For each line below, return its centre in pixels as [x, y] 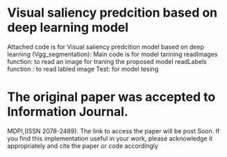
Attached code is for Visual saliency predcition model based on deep [106, 47]
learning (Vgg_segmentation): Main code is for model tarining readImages [112, 54]
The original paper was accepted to [111, 97]
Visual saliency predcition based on [112, 13]
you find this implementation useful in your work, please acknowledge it [110, 138]
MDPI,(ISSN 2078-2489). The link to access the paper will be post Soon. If [113, 131]
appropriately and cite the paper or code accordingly [83, 146]
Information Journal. [68, 112]
